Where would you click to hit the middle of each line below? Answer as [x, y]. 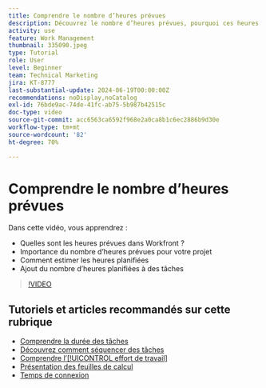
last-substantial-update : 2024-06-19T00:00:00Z [89, 90]
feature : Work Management [51, 38]
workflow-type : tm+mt [44, 127]
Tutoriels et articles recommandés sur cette [119, 309]
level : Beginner [35, 68]
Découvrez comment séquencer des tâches [92, 350]
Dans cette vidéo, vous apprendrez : [68, 228]
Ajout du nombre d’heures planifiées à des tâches [101, 269]
